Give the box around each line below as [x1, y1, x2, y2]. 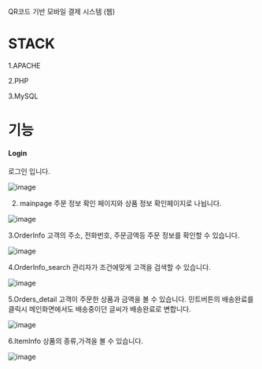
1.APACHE [8, 61, 41, 70]
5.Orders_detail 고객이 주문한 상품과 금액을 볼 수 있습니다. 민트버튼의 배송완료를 [8, 294, 254, 304]
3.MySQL [8, 91, 39, 101]
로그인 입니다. [8, 167, 51, 176]
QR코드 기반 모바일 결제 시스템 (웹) [8, 7, 116, 16]
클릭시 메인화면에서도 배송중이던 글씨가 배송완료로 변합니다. [8, 304, 191, 314]
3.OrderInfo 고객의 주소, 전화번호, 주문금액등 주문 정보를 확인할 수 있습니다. [8, 231, 240, 240]
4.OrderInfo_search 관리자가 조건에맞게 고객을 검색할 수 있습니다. [8, 263, 211, 272]
